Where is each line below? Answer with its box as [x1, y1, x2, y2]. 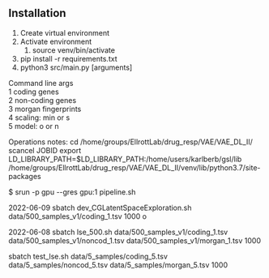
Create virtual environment [19, 28, 110, 37]
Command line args [8, 78, 74, 88]
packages [8, 171, 42, 181]
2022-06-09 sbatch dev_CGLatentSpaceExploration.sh [8, 203, 192, 212]
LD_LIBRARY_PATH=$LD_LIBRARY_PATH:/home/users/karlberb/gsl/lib [8, 154, 242, 164]
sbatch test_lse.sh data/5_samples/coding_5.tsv [8, 251, 169, 261]
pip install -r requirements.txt [19, 53, 117, 63]
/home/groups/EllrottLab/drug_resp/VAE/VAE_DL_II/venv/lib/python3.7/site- [8, 162, 261, 173]
